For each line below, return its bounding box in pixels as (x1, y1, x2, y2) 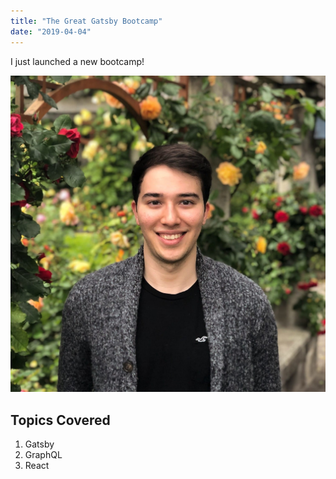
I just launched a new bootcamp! (10, 55, 145, 67)
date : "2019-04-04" (10, 26, 92, 37)
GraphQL (24, 449, 63, 461)
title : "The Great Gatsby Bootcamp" (10, 16, 163, 26)
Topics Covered (10, 411, 111, 429)
